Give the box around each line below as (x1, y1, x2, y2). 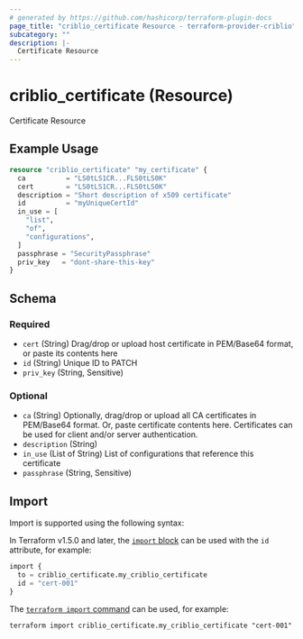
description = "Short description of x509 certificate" (17, 190, 232, 199)
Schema (9, 290, 57, 306)
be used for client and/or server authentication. (22, 429, 198, 440)
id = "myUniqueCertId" (17, 199, 140, 208)
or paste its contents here (22, 348, 119, 359)
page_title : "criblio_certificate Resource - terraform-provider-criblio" (9, 22, 297, 31)
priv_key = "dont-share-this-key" (17, 258, 155, 267)
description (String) (22, 439, 97, 450)
